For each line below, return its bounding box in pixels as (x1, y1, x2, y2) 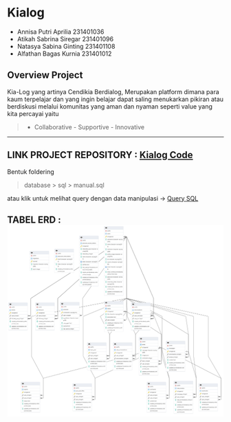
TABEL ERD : (7, 214, 62, 225)
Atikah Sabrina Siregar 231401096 (16, 34, 114, 43)
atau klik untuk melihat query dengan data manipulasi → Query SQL (7, 194, 199, 202)
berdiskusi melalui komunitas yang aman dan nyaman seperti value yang (7, 102, 213, 111)
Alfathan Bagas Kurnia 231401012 (16, 49, 112, 58)
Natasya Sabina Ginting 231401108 (16, 42, 115, 50)
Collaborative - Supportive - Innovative (34, 122, 145, 131)
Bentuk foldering (7, 167, 55, 176)
